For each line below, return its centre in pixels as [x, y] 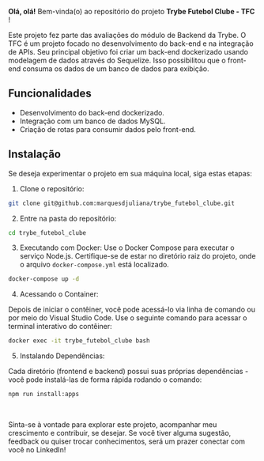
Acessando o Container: [59, 294]
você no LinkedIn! [37, 450]
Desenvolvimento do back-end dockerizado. [92, 112]
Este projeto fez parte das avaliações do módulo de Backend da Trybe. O [127, 35]
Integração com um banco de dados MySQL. [92, 121]
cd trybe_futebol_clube [47, 232]
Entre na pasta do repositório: [68, 218]
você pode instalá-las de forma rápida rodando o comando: [105, 380]
